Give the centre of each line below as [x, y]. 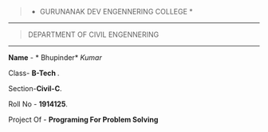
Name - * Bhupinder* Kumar [55, 58]
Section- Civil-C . [35, 88]
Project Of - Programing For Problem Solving [83, 120]
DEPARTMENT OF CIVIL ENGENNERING [93, 34]
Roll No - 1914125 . [38, 104]
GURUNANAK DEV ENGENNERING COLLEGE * [116, 12]
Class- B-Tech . [34, 73]
